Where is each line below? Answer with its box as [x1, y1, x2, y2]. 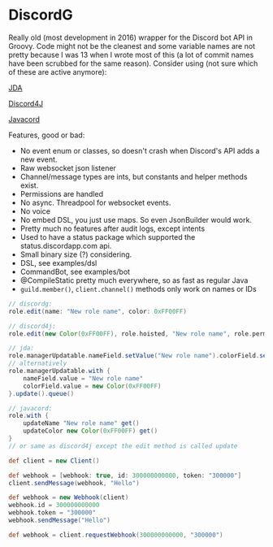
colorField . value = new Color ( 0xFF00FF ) [23, 382, 162, 390]
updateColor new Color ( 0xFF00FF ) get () [23, 427, 158, 436]
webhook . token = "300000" [8, 509, 96, 517]
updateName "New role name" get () [23, 419, 140, 428]
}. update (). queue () [8, 389, 75, 397]
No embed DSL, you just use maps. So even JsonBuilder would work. [19, 215, 252, 224]
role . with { [8, 412, 49, 420]
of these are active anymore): [8, 67, 107, 76]
